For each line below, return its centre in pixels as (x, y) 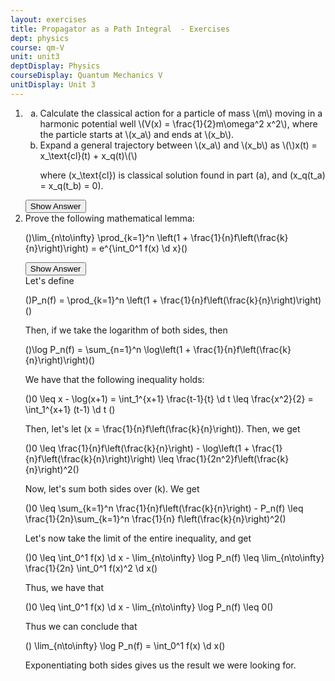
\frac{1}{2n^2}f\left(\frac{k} (233, 458)
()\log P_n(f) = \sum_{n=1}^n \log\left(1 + (108, 349)
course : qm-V (37, 47)
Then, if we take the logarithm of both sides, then (126, 330)
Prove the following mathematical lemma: (109, 218)
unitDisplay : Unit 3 (53, 85)
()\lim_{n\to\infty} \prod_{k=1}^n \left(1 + (106, 237)
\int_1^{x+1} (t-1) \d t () (70, 409)
